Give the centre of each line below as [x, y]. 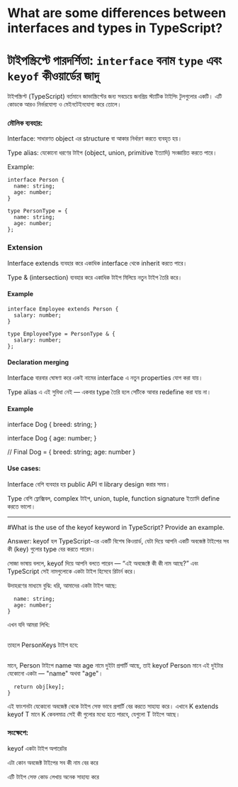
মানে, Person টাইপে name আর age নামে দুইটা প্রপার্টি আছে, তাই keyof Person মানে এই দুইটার [115, 665]
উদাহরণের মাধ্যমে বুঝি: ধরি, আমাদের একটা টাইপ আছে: [62, 585]
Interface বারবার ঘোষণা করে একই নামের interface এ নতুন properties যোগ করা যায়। [105, 378]
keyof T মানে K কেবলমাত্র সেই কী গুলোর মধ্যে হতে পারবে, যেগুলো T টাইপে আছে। [94, 714]
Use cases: [24, 468]
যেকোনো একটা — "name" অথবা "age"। [55, 673]
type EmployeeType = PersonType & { [61, 334]
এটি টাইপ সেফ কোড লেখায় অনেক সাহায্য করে [53, 776]
